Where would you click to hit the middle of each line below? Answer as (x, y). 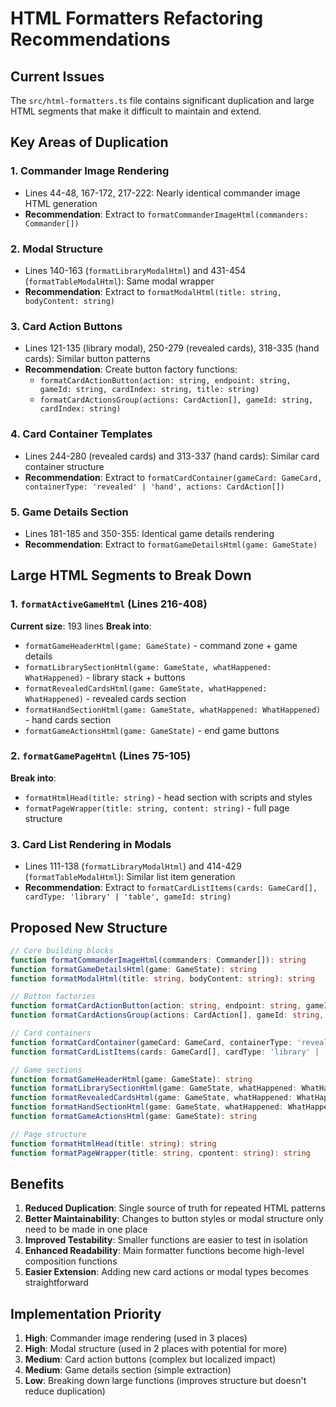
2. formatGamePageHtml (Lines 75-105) (101, 756)
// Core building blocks (62, 950)
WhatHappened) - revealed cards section (105, 698)
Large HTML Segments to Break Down (131, 575)
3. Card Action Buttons (66, 326)
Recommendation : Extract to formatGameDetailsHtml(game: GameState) (171, 544)
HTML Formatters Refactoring (137, 18)
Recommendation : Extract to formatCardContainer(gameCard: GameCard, (173, 477)
